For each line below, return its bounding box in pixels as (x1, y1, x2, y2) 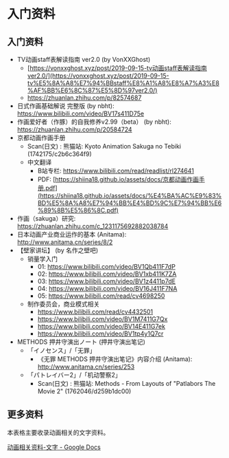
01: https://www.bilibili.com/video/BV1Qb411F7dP (37, 263, 176, 270)
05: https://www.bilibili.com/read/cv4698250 (37, 292, 165, 300)
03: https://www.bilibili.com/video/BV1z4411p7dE (37, 277, 176, 285)
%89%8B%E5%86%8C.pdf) (37, 206, 119, 214)
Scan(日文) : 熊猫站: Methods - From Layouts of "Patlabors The (37, 380, 216, 387)
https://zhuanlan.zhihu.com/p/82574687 (27, 94, 142, 102)
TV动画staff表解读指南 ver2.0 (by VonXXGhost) (16, 56, 151, 63)
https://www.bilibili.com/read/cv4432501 (37, 307, 154, 316)
